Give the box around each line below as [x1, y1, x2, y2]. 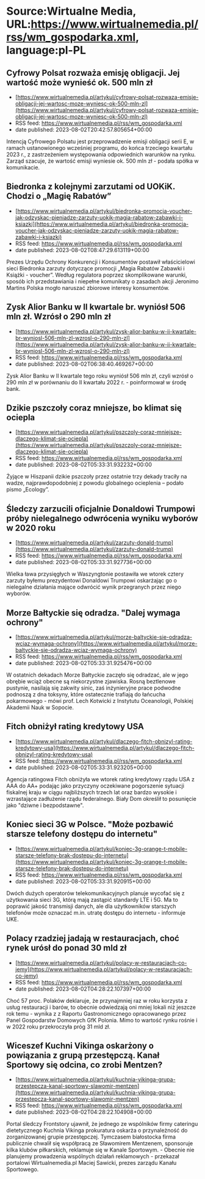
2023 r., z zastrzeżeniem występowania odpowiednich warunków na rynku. [6, 151, 196, 158]
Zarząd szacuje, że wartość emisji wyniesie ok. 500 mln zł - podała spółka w [6, 157, 199, 165]
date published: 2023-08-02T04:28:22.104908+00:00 [15, 1109, 153, 1116]
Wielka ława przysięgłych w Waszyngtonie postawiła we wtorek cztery [6, 570, 184, 578]
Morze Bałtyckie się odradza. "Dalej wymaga [6, 608, 181, 618]
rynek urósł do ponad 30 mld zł [6, 943, 127, 953]
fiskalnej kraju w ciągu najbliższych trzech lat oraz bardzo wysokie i [6, 788, 177, 796]
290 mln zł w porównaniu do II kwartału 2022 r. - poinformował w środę [6, 378, 187, 386]
